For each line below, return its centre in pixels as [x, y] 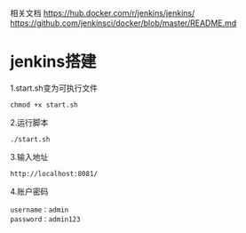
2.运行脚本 [29, 122]
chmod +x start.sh [44, 105]
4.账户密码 [29, 191]
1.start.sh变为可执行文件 [54, 88]
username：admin [40, 210]
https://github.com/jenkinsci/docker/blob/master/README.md [123, 23]
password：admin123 [45, 219]
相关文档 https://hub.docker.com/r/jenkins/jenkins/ [103, 13]
